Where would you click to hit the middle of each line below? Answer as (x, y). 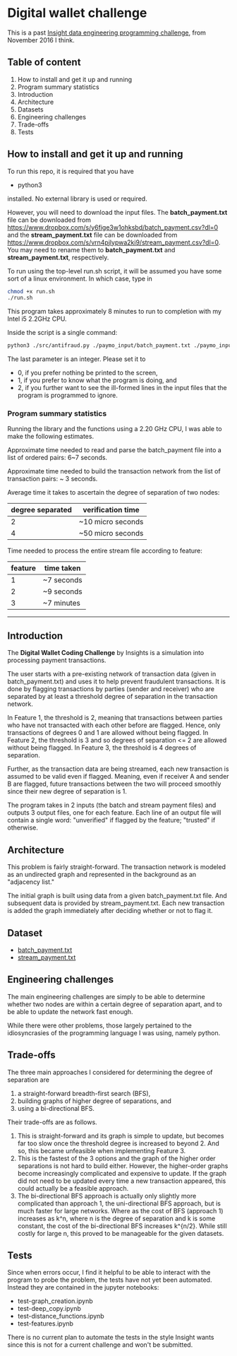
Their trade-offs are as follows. (52, 1122)
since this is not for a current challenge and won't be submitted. (100, 1345)
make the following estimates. (50, 437)
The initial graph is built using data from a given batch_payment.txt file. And (117, 896)
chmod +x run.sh (31, 291)
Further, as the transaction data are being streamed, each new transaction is (118, 769)
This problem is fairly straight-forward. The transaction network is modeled (116, 867)
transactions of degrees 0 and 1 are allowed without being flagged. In (108, 733)
